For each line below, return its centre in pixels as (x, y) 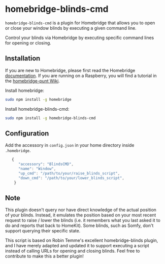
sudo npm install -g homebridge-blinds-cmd (50, 118)
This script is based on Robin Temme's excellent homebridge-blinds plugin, (82, 240)
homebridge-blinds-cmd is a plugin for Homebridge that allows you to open (80, 23)
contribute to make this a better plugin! (44, 256)
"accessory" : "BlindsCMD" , (46, 164)
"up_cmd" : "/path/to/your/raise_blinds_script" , (69, 173)
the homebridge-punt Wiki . (33, 81)
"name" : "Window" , (37, 169)
